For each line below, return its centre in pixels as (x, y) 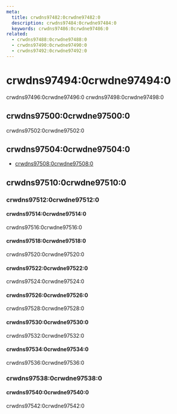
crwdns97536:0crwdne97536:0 (45, 362)
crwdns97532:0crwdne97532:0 (45, 335)
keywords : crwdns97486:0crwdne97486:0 (60, 28)
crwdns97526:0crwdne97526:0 (47, 295)
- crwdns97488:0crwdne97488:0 (49, 40)
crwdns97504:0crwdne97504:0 (68, 149)
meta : (13, 12)
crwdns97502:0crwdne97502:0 (45, 130)
